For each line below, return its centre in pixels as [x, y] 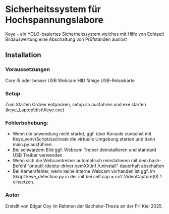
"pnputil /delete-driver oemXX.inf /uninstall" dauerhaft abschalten [96, 166]
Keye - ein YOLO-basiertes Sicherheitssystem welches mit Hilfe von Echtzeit [85, 34]
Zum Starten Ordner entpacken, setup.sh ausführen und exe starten [76, 104]
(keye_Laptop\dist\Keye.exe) [35, 110]
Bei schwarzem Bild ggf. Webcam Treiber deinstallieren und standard [84, 150]
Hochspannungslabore [54, 20]
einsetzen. [23, 182]
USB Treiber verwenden [37, 155]
